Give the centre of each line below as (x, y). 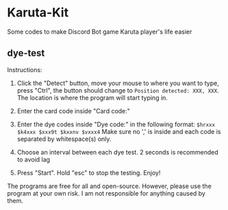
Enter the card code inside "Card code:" (73, 110)
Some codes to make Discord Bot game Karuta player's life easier (100, 32)
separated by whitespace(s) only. (64, 139)
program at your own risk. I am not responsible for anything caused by (106, 193)
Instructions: (25, 69)
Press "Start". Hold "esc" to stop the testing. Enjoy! (89, 172)
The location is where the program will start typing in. (92, 97)
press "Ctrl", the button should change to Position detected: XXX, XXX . (118, 90)
